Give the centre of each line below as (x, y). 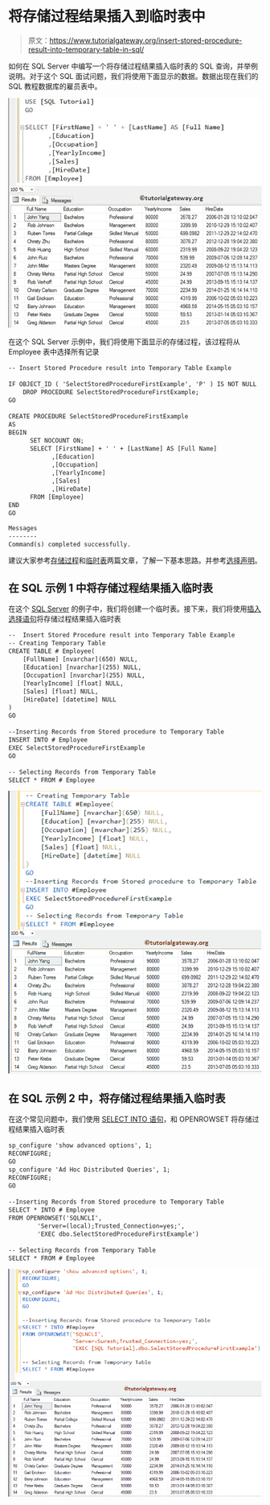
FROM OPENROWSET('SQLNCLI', (55, 1218)
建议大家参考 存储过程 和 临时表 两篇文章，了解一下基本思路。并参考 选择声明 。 (135, 560)
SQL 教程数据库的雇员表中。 (55, 86)
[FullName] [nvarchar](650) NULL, (80, 659)
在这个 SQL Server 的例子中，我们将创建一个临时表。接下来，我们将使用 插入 (135, 609)
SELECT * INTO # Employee (51, 1210)
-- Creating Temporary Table (57, 643)
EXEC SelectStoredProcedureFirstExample (77, 748)
